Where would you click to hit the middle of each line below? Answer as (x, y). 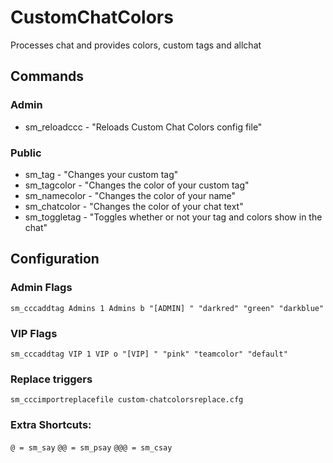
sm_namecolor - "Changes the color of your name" (130, 195)
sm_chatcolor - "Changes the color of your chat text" (134, 206)
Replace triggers (51, 379)
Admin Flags (41, 288)
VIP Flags (34, 333)
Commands (47, 76)
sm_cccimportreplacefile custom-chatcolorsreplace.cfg (127, 400)
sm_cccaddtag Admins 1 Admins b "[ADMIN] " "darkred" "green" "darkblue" (167, 308)
